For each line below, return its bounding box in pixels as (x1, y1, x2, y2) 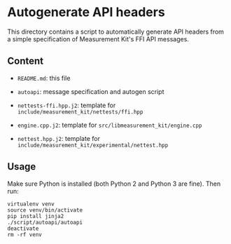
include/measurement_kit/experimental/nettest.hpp (17, 142, 169, 149)
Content (7, 55, 44, 67)
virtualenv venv (7, 201, 55, 208)
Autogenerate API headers (7, 4, 166, 20)
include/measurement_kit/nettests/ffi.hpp (17, 108, 143, 116)
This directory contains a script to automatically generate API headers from (7, 27, 224, 36)
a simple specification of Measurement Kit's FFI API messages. (7, 34, 189, 43)
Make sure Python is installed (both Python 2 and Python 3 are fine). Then (7, 179, 221, 188)
